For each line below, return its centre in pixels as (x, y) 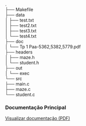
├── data (15, 15)
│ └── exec (17, 73)
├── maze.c (18, 89)
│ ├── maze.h (20, 57)
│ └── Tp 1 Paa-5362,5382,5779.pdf (43, 47)
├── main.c (17, 84)
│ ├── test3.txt (21, 31)
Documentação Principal (36, 107)
